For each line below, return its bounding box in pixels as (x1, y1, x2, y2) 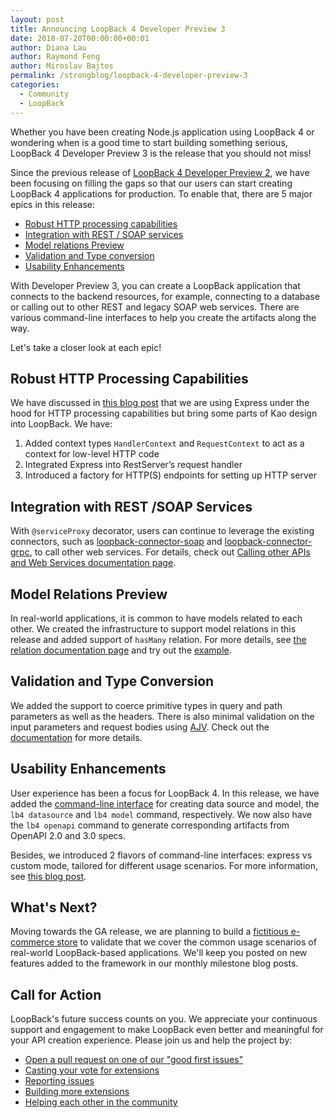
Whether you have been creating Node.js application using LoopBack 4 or (10, 126, 315, 138)
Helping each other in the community (24, 1096, 178, 1108)
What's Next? (10, 899, 98, 916)
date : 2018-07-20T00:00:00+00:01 (10, 33, 150, 43)
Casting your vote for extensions (24, 1064, 160, 1076)
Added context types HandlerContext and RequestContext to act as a (24, 437, 305, 450)
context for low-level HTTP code (24, 448, 160, 460)
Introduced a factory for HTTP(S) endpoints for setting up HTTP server (24, 469, 317, 481)
